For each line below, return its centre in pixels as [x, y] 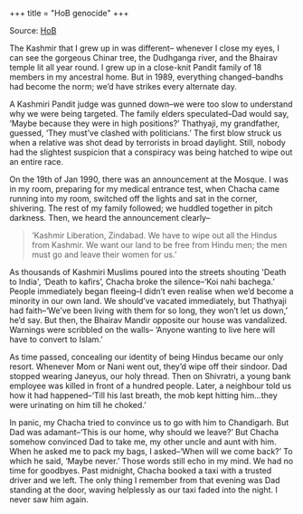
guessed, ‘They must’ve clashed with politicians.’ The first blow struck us [146, 133]
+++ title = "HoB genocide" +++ [69, 13]
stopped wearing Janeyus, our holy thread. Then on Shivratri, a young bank [150, 376]
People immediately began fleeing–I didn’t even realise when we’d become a [151, 291]
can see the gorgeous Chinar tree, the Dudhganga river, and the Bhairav [144, 57]
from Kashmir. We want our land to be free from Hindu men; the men [159, 245]
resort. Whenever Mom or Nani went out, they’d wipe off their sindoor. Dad [148, 366]
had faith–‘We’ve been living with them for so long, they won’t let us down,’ [148, 310]
